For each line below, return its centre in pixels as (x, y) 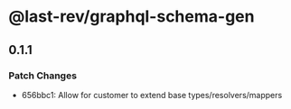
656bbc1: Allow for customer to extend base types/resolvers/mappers (152, 95)
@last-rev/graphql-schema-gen (131, 17)
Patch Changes (43, 76)
